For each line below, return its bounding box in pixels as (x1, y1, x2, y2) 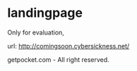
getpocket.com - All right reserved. (7, 55, 109, 64)
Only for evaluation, (7, 28, 65, 37)
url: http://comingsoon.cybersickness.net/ (7, 41, 130, 50)
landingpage (7, 5, 83, 21)
